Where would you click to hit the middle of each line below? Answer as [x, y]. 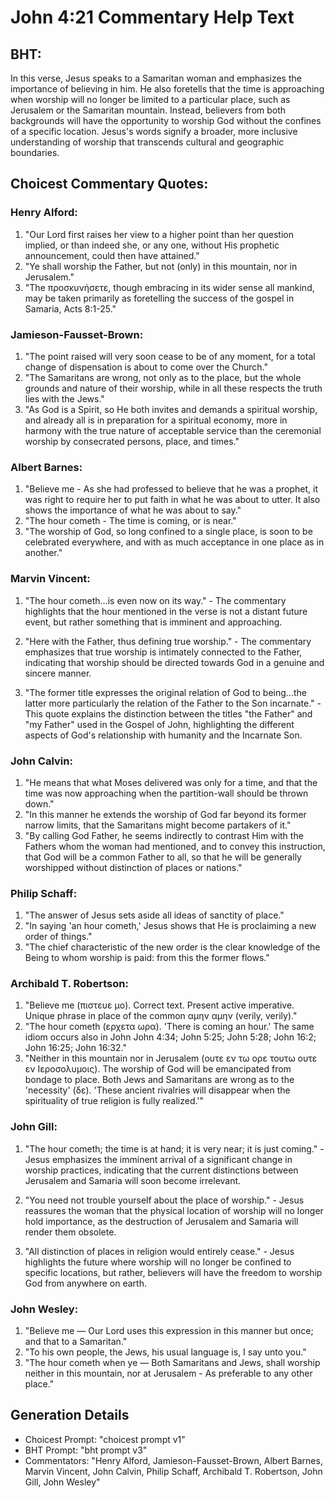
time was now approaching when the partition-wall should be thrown [166, 793]
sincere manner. [58, 673]
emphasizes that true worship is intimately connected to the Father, [163, 652]
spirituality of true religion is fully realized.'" [114, 1101]
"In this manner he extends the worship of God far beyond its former [165, 814]
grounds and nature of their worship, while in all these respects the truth [173, 388]
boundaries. [35, 152]
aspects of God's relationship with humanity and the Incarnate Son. [163, 735]
